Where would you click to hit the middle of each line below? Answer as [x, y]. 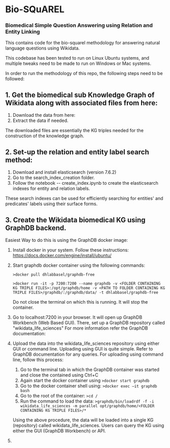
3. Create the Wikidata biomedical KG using [75, 220]
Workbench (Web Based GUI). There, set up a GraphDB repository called [89, 322]
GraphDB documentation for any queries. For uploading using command [88, 354]
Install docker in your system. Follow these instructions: [71, 250]
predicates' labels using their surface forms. [52, 204]
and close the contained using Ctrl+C [59, 375]
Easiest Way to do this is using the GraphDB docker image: [67, 240]
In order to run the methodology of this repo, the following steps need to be [84, 73]
